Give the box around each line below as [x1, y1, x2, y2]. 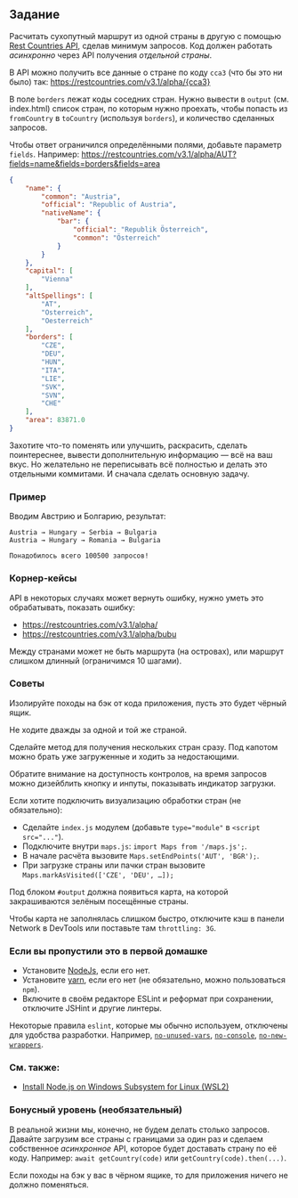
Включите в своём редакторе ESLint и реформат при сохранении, [21, 993, 274, 1005]
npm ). [21, 984, 40, 995]
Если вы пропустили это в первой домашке [9, 944, 208, 957]
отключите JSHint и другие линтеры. [21, 1003, 163, 1014]
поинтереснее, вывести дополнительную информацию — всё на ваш [9, 449, 273, 460]
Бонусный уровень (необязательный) [9, 1104, 182, 1116]
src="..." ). [21, 831, 64, 842]
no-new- [259, 1031, 287, 1040]
